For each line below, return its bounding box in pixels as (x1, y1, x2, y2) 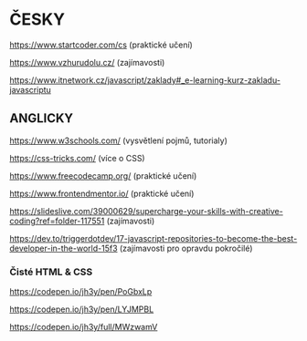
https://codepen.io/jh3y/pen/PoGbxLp (9, 286, 153, 297)
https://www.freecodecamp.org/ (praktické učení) (9, 170, 197, 181)
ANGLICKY (9, 110, 74, 127)
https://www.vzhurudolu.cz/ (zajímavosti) (9, 57, 165, 67)
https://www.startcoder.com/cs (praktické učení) (9, 39, 194, 50)
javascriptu (9, 84, 52, 95)
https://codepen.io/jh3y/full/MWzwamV (9, 322, 158, 333)
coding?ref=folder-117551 (9, 215, 105, 226)
